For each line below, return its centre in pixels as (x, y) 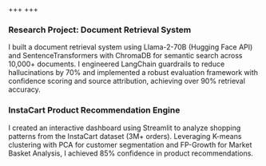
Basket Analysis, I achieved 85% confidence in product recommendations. (131, 153)
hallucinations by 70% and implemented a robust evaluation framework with (133, 73)
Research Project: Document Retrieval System (100, 30)
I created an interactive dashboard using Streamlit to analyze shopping (125, 128)
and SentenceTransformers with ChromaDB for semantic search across (125, 56)
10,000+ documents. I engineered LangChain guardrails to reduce (117, 64)
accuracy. (25, 89)
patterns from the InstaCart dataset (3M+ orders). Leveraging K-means (125, 136)
